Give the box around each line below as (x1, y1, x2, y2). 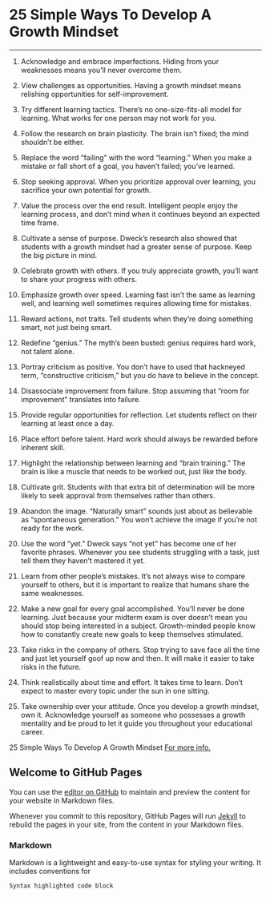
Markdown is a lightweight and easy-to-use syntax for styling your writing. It (9, 858, 261, 868)
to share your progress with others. (20, 274, 137, 284)
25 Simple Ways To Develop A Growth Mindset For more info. (9, 743, 212, 752)
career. (20, 727, 45, 736)
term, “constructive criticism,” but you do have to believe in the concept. (20, 370, 260, 380)
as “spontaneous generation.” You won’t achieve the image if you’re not (20, 514, 257, 524)
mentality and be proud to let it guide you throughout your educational (20, 719, 253, 728)
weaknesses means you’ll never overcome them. (20, 65, 183, 74)
